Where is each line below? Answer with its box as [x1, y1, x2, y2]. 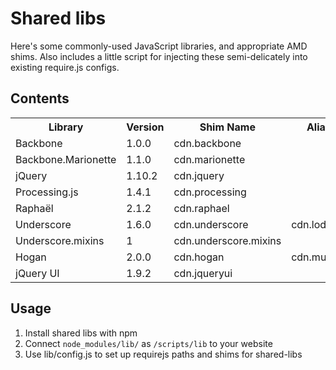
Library [48, 120, 84, 134]
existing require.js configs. [10, 61, 120, 73]
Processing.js [15, 185, 79, 199]
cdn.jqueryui [173, 266, 233, 280]
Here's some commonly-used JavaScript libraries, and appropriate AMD [10, 40, 308, 52]
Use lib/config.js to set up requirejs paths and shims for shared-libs [24, 348, 303, 360]
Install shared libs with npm [24, 327, 138, 339]
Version [126, 120, 165, 134]
